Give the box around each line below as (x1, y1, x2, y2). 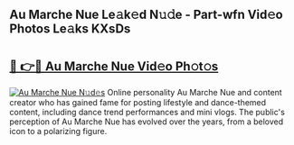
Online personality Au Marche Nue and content (107, 87, 282, 97)
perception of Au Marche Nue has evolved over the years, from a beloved (9, 116, 284, 127)
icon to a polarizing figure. (9, 126, 108, 136)
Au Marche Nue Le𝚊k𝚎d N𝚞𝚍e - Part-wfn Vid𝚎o (9, 7, 283, 23)
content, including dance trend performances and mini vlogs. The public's (9, 107, 285, 117)
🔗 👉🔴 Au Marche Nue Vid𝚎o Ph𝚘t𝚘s (9, 59, 219, 74)
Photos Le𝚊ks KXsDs (9, 22, 131, 37)
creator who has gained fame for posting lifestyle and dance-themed (9, 97, 267, 107)
